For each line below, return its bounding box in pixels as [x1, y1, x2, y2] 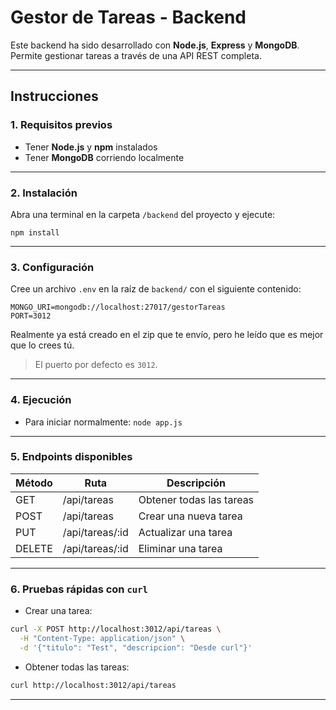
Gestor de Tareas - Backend [10, 6, 247, 29]
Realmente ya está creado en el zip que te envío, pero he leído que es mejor [10, 329, 324, 341]
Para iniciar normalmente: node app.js [24, 416, 183, 428]
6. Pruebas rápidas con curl [10, 582, 148, 596]
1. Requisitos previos [10, 118, 113, 132]
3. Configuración [10, 260, 95, 274]
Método [15, 476, 53, 490]
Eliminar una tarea [138, 541, 223, 555]
